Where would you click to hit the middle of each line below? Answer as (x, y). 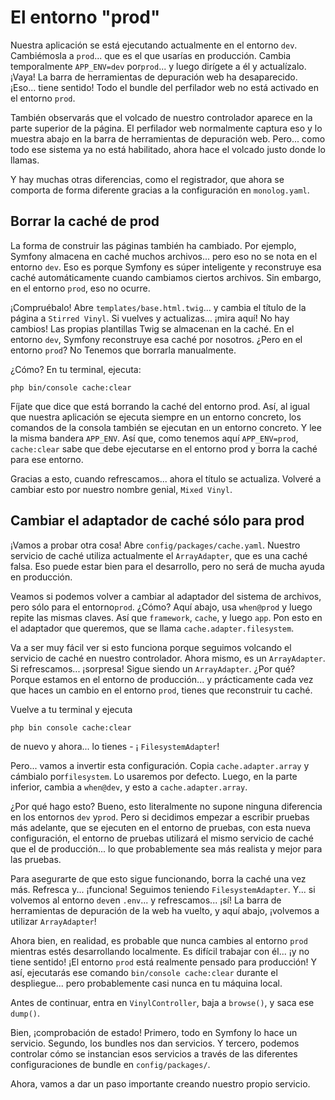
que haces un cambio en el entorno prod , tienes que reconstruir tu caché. (161, 690)
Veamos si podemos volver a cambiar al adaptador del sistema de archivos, (166, 596)
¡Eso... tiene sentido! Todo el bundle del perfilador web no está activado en (165, 87)
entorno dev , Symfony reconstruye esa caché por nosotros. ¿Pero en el (156, 339)
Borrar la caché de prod (85, 221)
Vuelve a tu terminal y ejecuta (71, 709)
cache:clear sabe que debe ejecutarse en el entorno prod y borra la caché (164, 448)
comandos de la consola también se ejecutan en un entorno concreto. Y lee (166, 427)
